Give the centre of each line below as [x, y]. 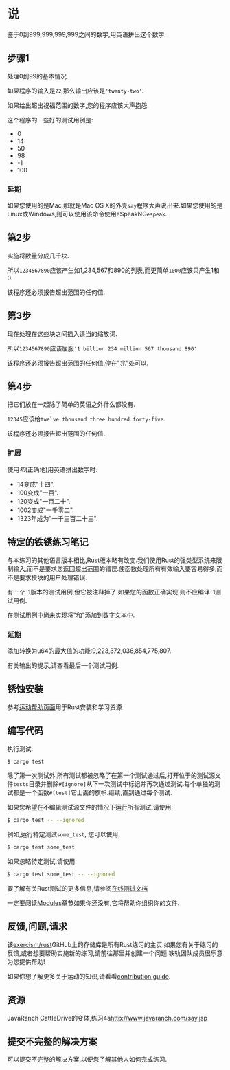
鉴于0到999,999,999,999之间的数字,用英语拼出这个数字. [87, 34]
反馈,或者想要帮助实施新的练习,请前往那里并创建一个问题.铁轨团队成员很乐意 [115, 953]
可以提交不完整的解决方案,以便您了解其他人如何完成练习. [87, 1060]
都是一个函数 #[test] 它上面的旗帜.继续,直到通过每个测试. [93, 793]
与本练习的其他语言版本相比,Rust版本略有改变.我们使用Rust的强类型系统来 [112, 560]
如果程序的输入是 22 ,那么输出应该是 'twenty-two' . [76, 91]
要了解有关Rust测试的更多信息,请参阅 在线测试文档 [78, 889]
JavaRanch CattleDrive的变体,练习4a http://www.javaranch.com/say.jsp [107, 1018]
